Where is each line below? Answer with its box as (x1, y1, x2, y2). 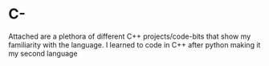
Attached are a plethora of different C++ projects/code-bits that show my (8, 31, 251, 41)
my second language (8, 48, 78, 58)
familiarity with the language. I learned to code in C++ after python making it (8, 39, 261, 49)
